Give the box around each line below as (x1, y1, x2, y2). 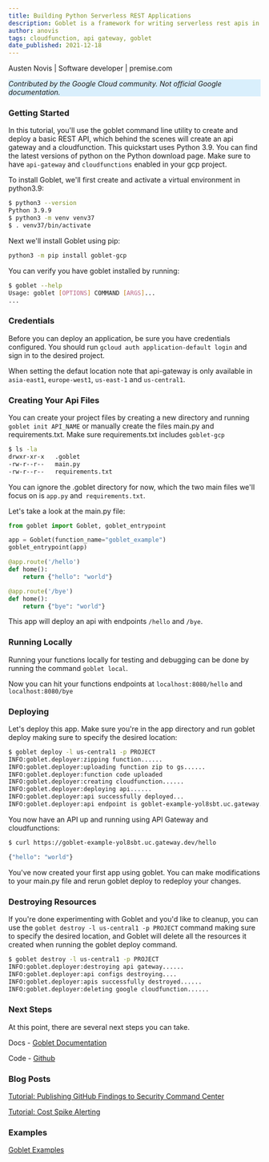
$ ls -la (8, 445, 38, 453)
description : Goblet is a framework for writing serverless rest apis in (8, 19, 260, 27)
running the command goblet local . (8, 663, 128, 673)
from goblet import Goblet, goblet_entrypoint (8, 521, 167, 529)
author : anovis (8, 26, 59, 34)
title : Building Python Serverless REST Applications (8, 11, 192, 20)
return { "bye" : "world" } (22, 602, 106, 610)
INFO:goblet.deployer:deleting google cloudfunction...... (8, 985, 210, 993)
